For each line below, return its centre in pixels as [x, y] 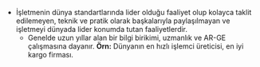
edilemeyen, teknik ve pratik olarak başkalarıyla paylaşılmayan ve [123, 21]
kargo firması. [51, 55]
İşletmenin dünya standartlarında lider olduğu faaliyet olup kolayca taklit [134, 12]
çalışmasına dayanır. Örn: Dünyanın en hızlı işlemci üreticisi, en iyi [136, 46]
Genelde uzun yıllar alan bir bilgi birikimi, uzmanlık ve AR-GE [126, 37]
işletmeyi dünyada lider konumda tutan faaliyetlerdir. [102, 29]
